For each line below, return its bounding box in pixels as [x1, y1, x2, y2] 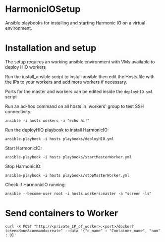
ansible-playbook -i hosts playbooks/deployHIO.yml [5, 136, 114, 142]
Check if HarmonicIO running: [5, 182, 66, 188]
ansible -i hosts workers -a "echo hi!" [5, 118, 90, 123]
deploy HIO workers [5, 64, 46, 70]
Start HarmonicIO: [5, 145, 42, 151]
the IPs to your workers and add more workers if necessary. [5, 79, 127, 85]
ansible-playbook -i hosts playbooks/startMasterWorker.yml [5, 154, 132, 159]
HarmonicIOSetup [5, 3, 81, 15]
